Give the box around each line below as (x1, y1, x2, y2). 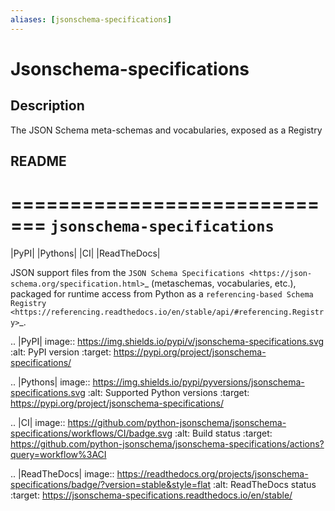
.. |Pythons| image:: (10, 376, 91, 388)
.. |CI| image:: (10, 416, 66, 428)
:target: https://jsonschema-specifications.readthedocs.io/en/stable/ (10, 489, 293, 501)
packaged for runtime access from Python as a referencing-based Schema (10, 287, 314, 300)
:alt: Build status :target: (174, 427, 273, 439)
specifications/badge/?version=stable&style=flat (10, 478, 212, 490)
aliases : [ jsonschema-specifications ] (10, 14, 172, 25)
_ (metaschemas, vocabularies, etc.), (144, 277, 297, 289)
